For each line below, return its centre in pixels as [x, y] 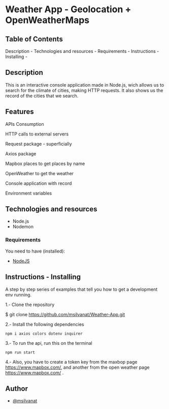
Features [20, 112]
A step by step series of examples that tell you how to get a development [81, 289]
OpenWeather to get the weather [40, 173]
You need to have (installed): [35, 251]
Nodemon [23, 227]
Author [16, 388]
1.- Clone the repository [30, 305]
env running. [19, 294]
